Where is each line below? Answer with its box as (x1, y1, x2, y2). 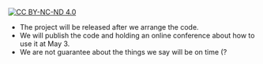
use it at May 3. (19, 39, 70, 48)
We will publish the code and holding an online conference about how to (19, 31, 255, 40)
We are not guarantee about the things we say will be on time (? (19, 48, 227, 56)
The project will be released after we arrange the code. (19, 23, 199, 31)
